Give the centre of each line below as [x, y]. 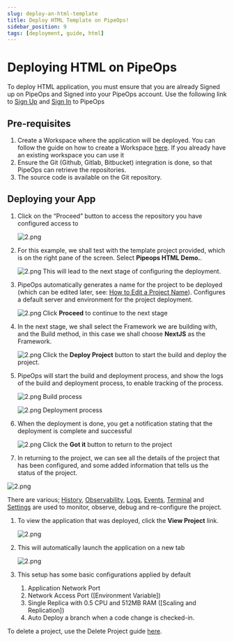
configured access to [48, 223]
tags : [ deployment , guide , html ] [56, 33]
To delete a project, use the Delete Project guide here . [85, 631]
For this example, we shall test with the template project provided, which [121, 250]
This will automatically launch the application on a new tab [101, 547]
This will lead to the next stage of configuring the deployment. [132, 271]
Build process [62, 396]
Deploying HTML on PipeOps [92, 68]
